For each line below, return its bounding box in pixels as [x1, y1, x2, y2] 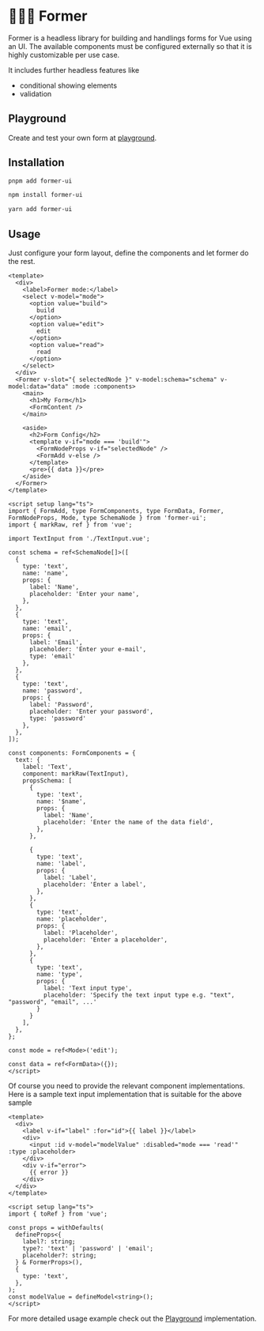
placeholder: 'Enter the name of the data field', [43, 818, 214, 826]
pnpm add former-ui [8, 177, 73, 185]
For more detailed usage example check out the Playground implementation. [8, 1314, 257, 1323]
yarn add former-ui [8, 205, 73, 213]
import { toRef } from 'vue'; [8, 1210, 108, 1218]
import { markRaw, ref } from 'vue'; [8, 521, 133, 529]
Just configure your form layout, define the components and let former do [8, 248, 249, 258]
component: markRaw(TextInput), [22, 770, 129, 778]
